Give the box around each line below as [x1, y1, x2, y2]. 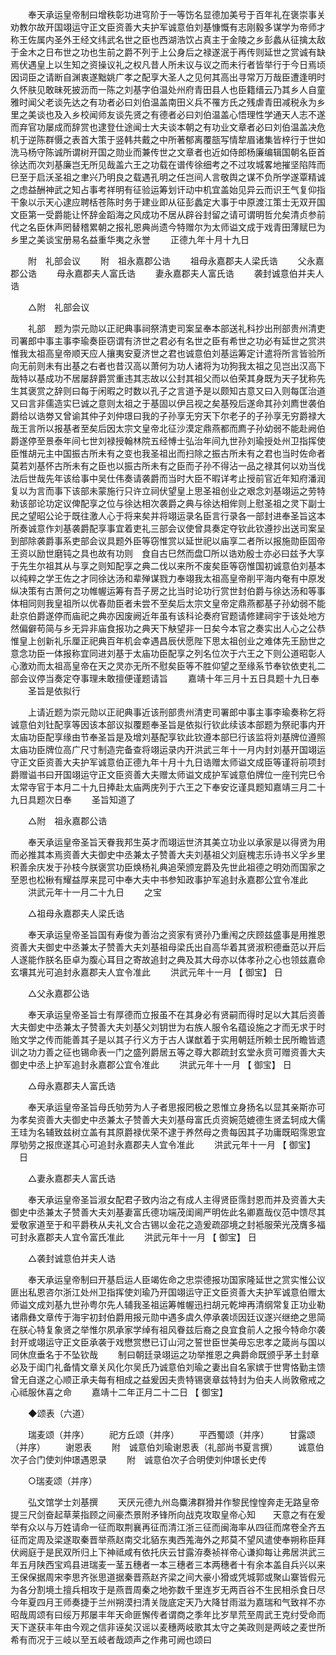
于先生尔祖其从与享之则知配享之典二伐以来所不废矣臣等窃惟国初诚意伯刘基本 [10, 560, 326, 572]
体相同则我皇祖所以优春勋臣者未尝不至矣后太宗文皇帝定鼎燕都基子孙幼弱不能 [10, 598, 326, 609]
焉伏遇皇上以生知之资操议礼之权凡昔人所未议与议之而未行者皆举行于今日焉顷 [10, 59, 326, 70]
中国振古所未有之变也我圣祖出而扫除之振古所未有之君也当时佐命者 [53, 448, 326, 459]
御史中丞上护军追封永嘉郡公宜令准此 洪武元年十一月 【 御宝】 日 [10, 1059, 292, 1070]
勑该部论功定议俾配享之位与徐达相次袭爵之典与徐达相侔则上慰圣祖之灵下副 [10, 498, 317, 509]
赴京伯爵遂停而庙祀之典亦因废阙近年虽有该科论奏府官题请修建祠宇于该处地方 [10, 610, 326, 622]
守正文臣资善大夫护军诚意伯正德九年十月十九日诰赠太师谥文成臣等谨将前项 [10, 756, 317, 768]
